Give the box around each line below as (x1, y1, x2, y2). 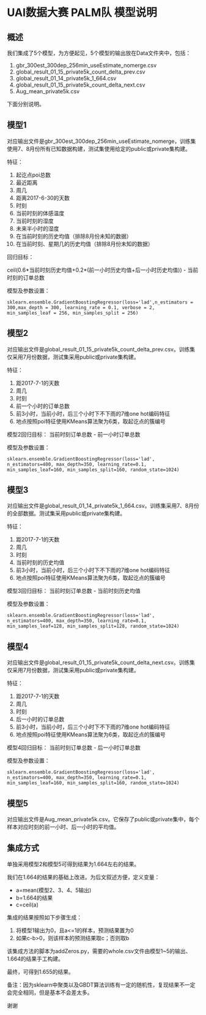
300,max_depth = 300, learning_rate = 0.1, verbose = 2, (7, 304, 155, 310)
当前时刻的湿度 (15, 217, 54, 224)
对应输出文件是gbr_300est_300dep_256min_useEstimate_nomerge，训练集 (7, 137, 196, 145)
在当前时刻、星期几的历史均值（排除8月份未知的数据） (15, 240, 153, 247)
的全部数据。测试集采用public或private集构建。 (7, 510, 126, 517)
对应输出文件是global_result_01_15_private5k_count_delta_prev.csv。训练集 (7, 345, 195, 353)
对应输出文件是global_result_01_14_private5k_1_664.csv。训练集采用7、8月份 (7, 502, 199, 510)
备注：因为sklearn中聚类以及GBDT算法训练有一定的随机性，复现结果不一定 (7, 981, 196, 988)
